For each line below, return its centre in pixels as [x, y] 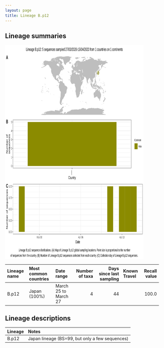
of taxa [86, 276]
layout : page [18, 10]
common [38, 274]
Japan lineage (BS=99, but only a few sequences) [78, 339]
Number [85, 271]
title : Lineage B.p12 [27, 15]
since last [109, 274]
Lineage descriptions [38, 318]
